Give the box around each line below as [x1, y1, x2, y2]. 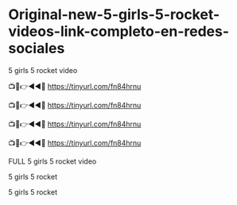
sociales [8, 40, 65, 57]
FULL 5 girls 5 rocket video [8, 157, 97, 166]
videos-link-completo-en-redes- [8, 22, 230, 41]
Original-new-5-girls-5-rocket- [8, 6, 220, 24]
